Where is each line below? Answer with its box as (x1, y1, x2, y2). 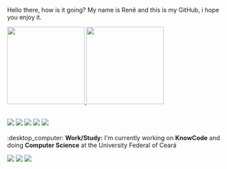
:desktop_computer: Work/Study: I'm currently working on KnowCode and (7, 134, 220, 142)
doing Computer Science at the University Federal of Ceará (7, 141, 177, 149)
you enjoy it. (7, 13, 42, 21)
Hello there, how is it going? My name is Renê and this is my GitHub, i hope (7, 6, 219, 14)
